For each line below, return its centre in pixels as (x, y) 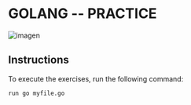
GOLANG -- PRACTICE (83, 14)
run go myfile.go (37, 93)
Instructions (39, 60)
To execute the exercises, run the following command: (96, 78)
